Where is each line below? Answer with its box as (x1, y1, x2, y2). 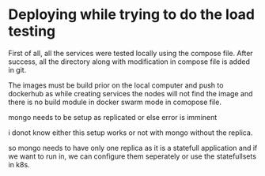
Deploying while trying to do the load (8, 6, 256, 24)
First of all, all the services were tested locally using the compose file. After (8, 48, 253, 58)
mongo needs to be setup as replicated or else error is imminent (8, 112, 218, 122)
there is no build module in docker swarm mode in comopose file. (8, 97, 221, 107)
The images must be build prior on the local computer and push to (8, 81, 224, 90)
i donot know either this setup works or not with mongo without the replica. (8, 128, 253, 137)
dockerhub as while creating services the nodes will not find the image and (8, 88, 253, 98)
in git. (8, 65, 27, 74)
